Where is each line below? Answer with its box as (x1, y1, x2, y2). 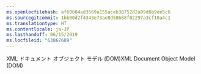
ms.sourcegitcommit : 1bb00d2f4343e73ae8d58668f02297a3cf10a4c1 (6, 15, 171, 21)
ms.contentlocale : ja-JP (6, 26, 70, 32)
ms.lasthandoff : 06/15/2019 (6, 32, 78, 38)
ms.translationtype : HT (6, 20, 67, 26)
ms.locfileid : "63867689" (6, 37, 72, 43)
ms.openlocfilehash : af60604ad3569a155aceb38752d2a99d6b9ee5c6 (6, 9, 171, 15)
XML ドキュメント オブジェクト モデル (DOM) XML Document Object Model (6, 55, 196, 62)
